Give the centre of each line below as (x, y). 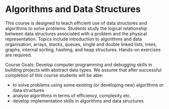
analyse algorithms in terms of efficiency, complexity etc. (72, 95)
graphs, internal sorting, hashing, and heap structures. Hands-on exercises (83, 49)
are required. (19, 55)
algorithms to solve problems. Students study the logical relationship (76, 28)
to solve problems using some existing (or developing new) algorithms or (88, 85)
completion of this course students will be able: (54, 75)
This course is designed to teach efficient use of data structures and (76, 23)
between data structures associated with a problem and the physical (76, 33)
